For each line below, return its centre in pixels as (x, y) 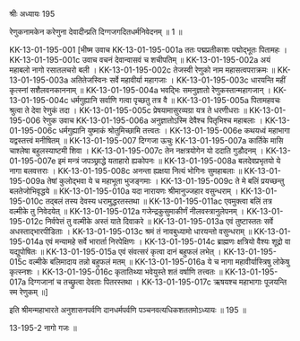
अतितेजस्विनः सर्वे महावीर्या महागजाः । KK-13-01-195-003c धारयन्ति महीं (178, 80)
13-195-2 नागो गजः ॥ (43, 328)
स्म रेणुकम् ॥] (29, 292)
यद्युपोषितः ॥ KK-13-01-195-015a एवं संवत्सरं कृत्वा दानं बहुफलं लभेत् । (116, 252)
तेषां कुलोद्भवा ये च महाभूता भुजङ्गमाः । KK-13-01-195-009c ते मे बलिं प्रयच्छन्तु (166, 181)
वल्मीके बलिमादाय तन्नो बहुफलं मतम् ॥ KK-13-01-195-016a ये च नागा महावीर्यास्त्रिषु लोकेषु (159, 262)
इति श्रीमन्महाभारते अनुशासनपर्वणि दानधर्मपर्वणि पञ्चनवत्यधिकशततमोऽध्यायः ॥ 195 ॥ (128, 310)
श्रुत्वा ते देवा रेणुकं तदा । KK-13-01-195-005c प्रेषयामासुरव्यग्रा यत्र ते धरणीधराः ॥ (129, 110)
